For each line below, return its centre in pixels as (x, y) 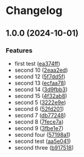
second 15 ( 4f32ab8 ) (41, 96)
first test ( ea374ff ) (37, 63)
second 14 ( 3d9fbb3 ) (41, 89)
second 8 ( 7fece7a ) (39, 122)
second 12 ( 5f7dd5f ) (40, 76)
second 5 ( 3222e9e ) (40, 102)
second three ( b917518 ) (44, 147)
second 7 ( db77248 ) (40, 115)
